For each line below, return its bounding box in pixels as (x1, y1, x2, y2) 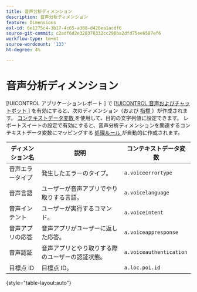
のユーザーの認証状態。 (41, 253, 107, 261)
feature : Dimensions (6, 19, 57, 25)
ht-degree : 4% (6, 47, 41, 53)
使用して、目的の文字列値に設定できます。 (80, 114, 182, 121)
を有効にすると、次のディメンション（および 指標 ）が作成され (31, 107, 183, 114)
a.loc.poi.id (124, 264, 161, 271)
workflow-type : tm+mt (6, 36, 59, 42)
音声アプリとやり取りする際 (41, 244, 118, 252)
